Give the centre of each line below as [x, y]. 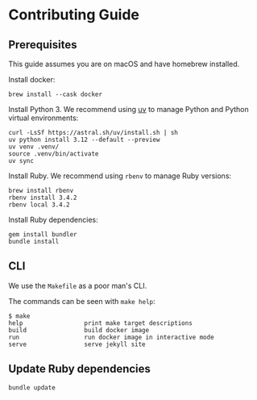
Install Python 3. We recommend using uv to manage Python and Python [129, 109]
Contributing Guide [74, 15]
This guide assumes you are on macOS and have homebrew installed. [124, 64]
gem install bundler [43, 235]
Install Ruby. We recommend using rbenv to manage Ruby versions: [120, 176]
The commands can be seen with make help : [82, 301]
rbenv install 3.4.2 [43, 198]
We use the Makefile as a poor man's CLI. [78, 285]
